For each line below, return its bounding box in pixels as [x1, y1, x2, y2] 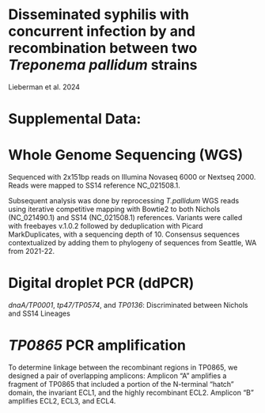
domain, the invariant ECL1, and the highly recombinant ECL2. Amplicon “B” [8, 388, 255, 397]
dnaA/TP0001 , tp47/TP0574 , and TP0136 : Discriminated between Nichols [8, 301, 248, 309]
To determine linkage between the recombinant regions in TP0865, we [8, 362, 238, 372]
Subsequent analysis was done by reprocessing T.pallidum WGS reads [8, 196, 240, 206]
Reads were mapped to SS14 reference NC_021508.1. [8, 180, 180, 191]
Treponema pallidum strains [8, 56, 198, 74]
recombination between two [8, 40, 198, 57]
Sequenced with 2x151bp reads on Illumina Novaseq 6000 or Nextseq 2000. [8, 172, 256, 182]
